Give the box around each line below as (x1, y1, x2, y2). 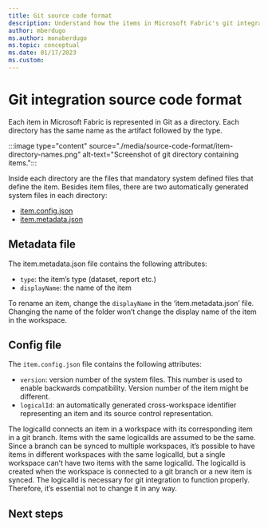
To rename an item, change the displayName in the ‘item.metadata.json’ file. (8, 298, 254, 308)
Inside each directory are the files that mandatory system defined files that (8, 173, 254, 183)
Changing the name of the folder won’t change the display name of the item (8, 307, 257, 316)
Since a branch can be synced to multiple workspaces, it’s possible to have (8, 441, 255, 451)
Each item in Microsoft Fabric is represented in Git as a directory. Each (8, 117, 239, 126)
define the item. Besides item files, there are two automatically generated (8, 181, 249, 192)
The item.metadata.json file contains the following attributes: (8, 259, 207, 268)
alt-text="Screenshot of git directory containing (82, 149, 239, 159)
